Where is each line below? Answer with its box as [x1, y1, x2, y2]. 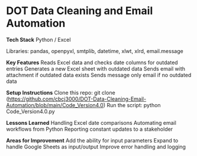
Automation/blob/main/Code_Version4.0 [6, 101, 104, 108]
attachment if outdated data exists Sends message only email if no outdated [6, 71, 192, 78]
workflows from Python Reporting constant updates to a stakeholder [6, 125, 173, 132]
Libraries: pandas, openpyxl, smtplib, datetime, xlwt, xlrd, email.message [6, 47, 183, 54]
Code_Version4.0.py [6, 108, 55, 115]
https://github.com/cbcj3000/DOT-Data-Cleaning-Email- [8, 95, 147, 102]
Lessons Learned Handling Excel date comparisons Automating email [6, 119, 176, 126]
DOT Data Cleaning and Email [6, 4, 153, 18]
